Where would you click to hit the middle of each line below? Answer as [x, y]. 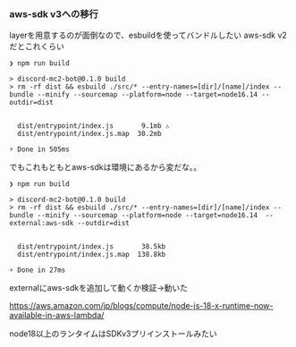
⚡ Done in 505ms [39, 149]
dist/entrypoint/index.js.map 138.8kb [92, 255]
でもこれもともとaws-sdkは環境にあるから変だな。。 [106, 167]
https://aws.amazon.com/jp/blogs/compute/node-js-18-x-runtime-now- [141, 306]
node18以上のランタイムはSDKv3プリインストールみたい [113, 334]
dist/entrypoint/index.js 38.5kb [92, 247]
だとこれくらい [37, 47]
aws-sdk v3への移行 [54, 13]
